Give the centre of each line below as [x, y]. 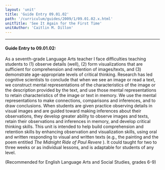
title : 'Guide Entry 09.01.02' [37, 14]
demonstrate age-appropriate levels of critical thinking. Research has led [79, 74]
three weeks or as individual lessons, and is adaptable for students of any [80, 147]
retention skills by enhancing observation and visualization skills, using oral [81, 132]
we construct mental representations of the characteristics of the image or [80, 85]
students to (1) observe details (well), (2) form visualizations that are [74, 64]
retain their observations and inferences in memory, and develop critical [78, 121]
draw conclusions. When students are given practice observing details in [79, 106]
